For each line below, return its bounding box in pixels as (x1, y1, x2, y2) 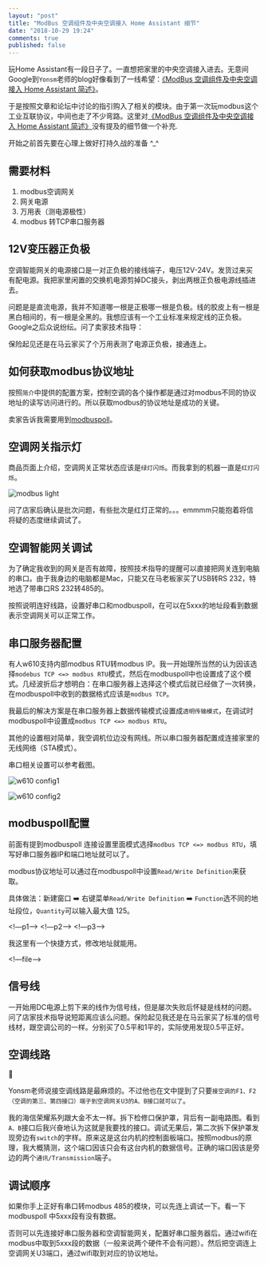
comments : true (8, 34, 59, 42)
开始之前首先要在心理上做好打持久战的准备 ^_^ (8, 138, 160, 148)
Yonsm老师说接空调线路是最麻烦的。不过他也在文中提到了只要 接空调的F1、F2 (8, 1086, 257, 1095)
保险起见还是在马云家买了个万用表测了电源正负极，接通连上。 (8, 339, 211, 349)
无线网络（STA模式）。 (8, 743, 81, 752)
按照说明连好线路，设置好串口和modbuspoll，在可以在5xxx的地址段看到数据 (8, 601, 258, 610)
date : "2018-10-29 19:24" (8, 26, 94, 34)
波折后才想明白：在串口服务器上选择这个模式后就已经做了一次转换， (35, 679, 260, 688)
